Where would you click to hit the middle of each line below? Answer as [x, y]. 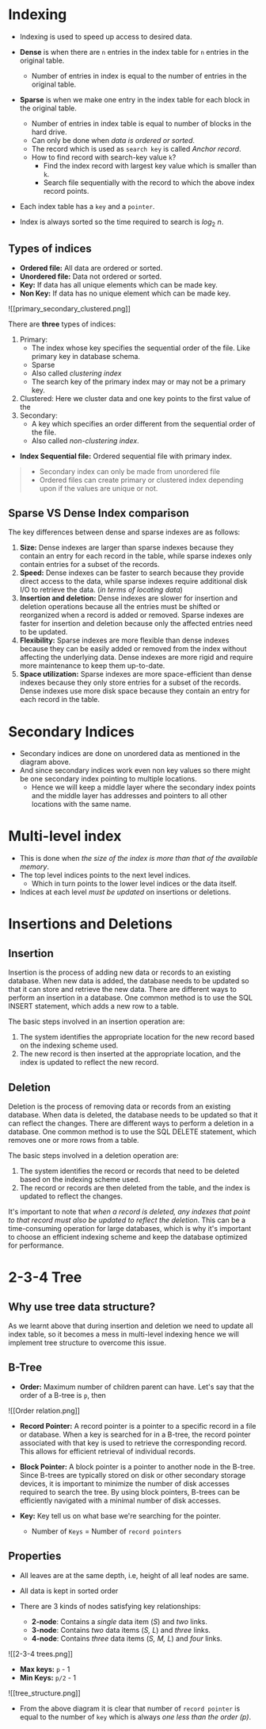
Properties [35, 1556]
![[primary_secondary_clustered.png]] [69, 308]
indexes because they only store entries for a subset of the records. [130, 683]
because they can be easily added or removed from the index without [133, 649]
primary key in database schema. [86, 356]
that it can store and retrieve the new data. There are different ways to [123, 990]
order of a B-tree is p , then [63, 1395]
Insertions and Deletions [90, 924]
